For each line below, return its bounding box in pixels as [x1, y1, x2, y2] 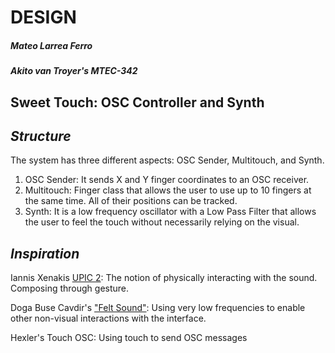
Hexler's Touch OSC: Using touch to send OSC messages [10, 332, 248, 344]
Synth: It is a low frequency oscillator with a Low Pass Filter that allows [24, 206, 317, 218]
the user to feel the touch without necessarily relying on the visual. [24, 216, 300, 228]
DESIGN [10, 6, 77, 29]
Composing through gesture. [10, 282, 130, 295]
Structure [10, 127, 72, 145]
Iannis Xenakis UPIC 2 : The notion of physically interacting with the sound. [10, 272, 318, 284]
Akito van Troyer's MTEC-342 [10, 65, 138, 77]
